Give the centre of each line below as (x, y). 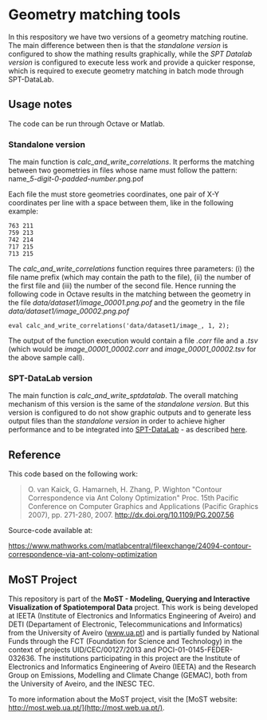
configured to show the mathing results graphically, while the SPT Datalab (130, 54)
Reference (35, 454)
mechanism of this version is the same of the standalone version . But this (129, 404)
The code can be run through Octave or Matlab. (86, 123)
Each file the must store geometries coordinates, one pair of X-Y (114, 194)
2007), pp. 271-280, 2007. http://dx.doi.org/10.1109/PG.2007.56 (131, 515)
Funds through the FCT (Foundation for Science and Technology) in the (126, 641)
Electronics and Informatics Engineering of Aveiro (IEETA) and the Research (132, 666)
